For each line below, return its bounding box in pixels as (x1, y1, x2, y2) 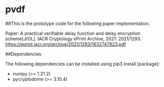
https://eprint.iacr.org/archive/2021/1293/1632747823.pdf (5, 41, 126, 47)
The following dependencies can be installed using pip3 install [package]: (5, 61, 160, 67)
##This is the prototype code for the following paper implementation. (5, 20, 150, 26)
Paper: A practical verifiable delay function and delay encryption (5, 30, 141, 36)
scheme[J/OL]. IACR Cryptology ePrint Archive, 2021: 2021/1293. (5, 36, 142, 42)
